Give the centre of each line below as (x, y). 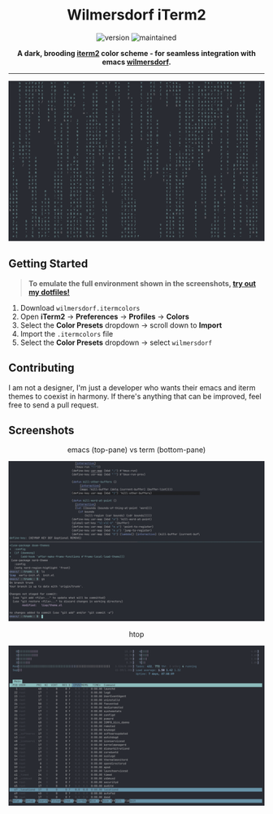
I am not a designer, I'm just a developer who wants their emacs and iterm (132, 387)
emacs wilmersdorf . (136, 62)
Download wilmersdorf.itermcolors (80, 307)
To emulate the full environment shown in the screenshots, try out (142, 283)
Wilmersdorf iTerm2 (136, 15)
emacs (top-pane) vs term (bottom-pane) (136, 450)
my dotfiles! (49, 292)
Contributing (41, 368)
